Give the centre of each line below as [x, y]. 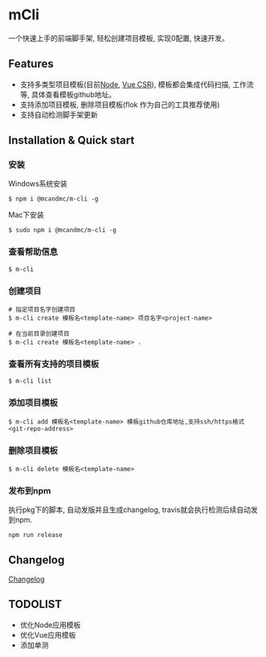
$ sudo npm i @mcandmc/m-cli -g [62, 230]
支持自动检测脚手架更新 [59, 114]
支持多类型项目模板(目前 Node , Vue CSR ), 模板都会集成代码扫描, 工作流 [137, 84]
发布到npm [30, 490]
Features [31, 64]
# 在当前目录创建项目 [39, 334]
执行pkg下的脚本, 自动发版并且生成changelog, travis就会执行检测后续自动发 [133, 510]
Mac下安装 [26, 215]
